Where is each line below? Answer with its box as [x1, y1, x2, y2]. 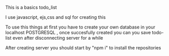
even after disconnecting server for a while [12, 35, 103, 41]
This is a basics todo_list [5, 5, 57, 10]
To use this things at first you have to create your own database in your [5, 24, 155, 30]
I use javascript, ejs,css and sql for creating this [5, 14, 106, 20]
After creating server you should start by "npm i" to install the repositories [5, 45, 161, 50]
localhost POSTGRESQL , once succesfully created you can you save [5, 30, 151, 35]
